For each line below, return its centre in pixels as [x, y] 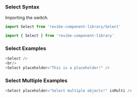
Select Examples [26, 48]
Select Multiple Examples [36, 80]
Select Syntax [22, 7]
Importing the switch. [27, 18]
